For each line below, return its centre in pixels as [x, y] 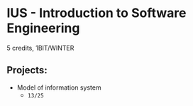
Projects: [27, 70]
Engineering [43, 28]
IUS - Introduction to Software [96, 13]
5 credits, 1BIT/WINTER [40, 48]
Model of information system [59, 88]
